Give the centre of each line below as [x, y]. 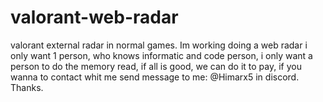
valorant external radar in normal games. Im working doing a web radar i [159, 45]
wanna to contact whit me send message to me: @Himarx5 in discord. [155, 77]
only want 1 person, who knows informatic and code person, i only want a [161, 55]
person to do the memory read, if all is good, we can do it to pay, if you [156, 66]
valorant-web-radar [94, 17]
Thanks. [27, 87]
